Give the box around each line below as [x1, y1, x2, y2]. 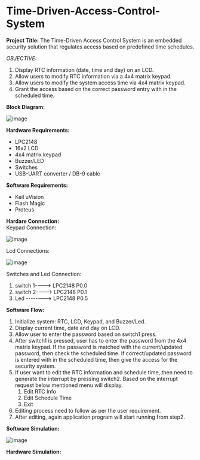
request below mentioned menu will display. [14, 382, 124, 389]
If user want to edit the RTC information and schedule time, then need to [14, 368, 193, 376]
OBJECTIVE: [6, 55, 37, 62]
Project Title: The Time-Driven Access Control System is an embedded [6, 37, 182, 44]
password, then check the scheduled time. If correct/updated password [14, 349, 192, 357]
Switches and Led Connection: [6, 270, 82, 277]
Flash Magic [14, 199, 45, 207]
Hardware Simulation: [6, 448, 61, 455]
